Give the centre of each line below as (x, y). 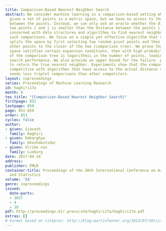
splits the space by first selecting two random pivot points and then (85, 42)
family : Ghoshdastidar (33, 143)
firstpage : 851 (21, 102)
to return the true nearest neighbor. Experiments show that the (78, 65)
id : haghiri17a (21, 88)
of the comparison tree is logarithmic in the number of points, (78, 56)
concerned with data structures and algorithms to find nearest (77, 33)
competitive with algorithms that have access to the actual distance (84, 70)
